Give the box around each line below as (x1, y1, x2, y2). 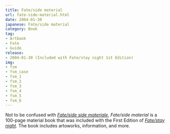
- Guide (5, 46, 22, 51)
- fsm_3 (5, 83, 22, 88)
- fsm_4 (5, 88, 22, 94)
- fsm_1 (5, 74, 22, 79)
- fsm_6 (5, 98, 22, 103)
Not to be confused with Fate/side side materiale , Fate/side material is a (5, 112, 157, 118)
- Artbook (5, 36, 27, 41)
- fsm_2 (5, 79, 22, 84)
